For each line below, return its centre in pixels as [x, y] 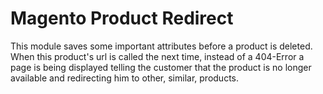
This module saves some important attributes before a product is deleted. [161, 46]
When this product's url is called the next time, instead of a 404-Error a [157, 56]
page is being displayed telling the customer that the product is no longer [161, 67]
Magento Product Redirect [122, 18]
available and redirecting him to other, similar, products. [124, 78]
